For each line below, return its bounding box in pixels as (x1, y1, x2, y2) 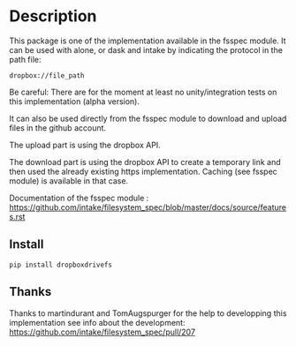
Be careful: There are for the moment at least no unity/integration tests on (9, 86, 277, 97)
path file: (9, 54, 42, 64)
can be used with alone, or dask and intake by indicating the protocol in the (9, 44, 283, 55)
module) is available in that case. (9, 175, 129, 186)
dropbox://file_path (9, 71, 86, 80)
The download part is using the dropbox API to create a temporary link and (9, 156, 281, 167)
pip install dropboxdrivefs (9, 260, 113, 269)
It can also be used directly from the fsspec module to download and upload (9, 113, 287, 124)
